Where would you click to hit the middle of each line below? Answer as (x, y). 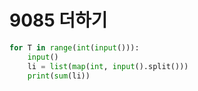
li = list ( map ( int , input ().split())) (108, 66)
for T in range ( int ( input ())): (74, 47)
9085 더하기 (58, 20)
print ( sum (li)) (59, 76)
